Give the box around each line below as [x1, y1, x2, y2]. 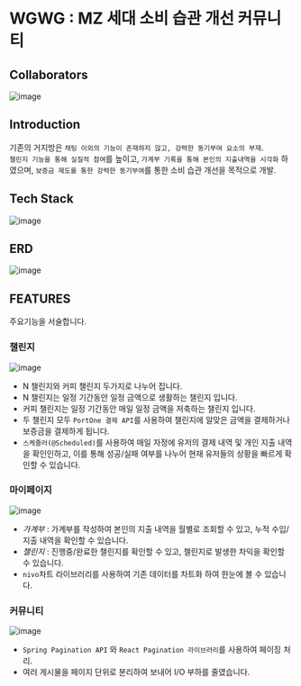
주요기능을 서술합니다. [9, 316, 87, 327]
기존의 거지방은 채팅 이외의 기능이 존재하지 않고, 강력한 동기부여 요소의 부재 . [9, 141, 264, 153]
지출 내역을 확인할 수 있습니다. [22, 535, 129, 546]
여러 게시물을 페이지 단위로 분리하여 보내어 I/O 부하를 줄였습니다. [22, 667, 251, 678]
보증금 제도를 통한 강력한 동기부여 [35, 166, 145, 176]
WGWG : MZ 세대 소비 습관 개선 [9, 8, 234, 29]
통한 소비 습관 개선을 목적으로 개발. [153, 164, 277, 176]
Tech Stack [9, 191, 74, 207]
